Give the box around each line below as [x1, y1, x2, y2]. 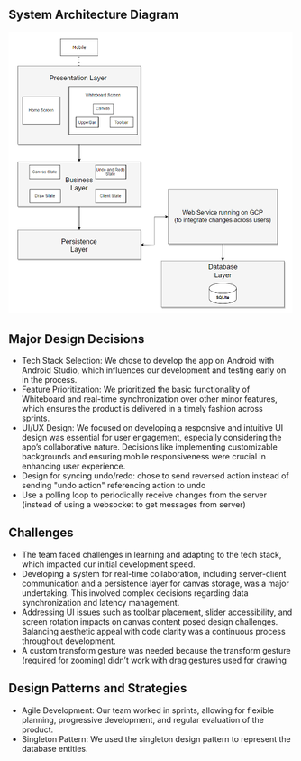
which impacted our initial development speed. [21, 559, 196, 570]
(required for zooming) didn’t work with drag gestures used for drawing [21, 654, 287, 665]
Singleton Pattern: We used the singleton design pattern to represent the [21, 733, 291, 744]
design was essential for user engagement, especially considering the [21, 432, 282, 443]
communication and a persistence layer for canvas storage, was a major [21, 578, 289, 589]
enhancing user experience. [21, 460, 126, 472]
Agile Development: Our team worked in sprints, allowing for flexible [21, 704, 275, 716]
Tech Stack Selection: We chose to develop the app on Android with [21, 356, 275, 367]
